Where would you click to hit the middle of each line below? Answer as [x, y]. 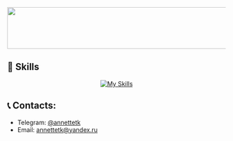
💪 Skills [23, 67]
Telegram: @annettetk [49, 122]
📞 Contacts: [32, 106]
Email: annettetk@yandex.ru [58, 130]
